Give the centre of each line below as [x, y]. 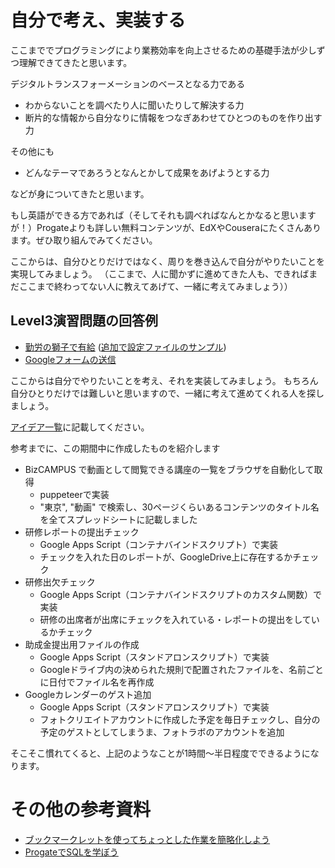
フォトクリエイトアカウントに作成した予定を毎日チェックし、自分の [180, 719]
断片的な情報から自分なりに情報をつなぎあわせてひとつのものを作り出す [173, 117]
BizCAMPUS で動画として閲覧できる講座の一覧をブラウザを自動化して [169, 469]
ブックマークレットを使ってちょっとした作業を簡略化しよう [147, 839]
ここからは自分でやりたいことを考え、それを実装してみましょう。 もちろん [164, 380]
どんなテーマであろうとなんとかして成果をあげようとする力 [147, 172]
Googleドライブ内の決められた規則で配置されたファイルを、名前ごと [181, 669]
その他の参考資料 [81, 809]
